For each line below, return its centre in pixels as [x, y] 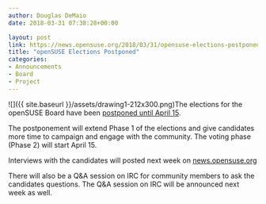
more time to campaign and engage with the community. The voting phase [130, 137]
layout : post [30, 37]
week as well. [30, 192]
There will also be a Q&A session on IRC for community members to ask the [131, 175]
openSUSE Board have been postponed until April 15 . [95, 113]
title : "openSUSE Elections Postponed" [74, 52]
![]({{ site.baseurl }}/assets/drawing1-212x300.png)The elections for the [125, 104]
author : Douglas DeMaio [47, 15]
